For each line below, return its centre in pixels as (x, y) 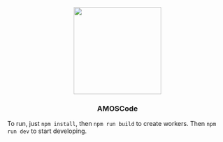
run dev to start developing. (47, 131)
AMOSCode (117, 109)
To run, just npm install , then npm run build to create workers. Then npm (112, 124)
